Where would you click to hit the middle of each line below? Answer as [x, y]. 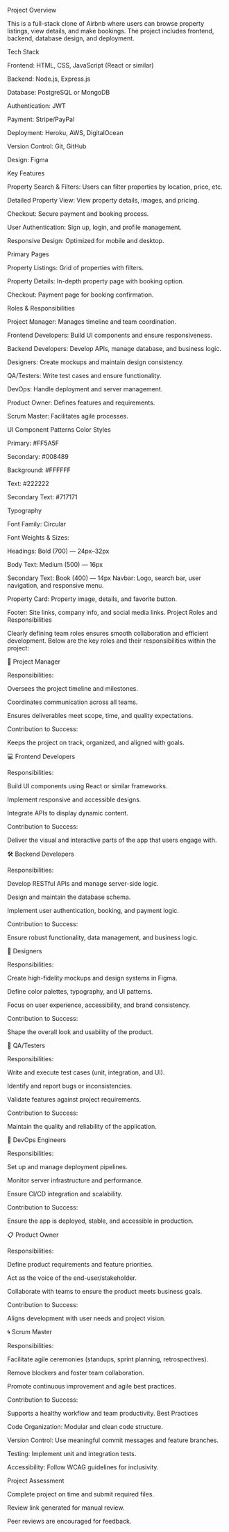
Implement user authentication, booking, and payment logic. [93, 910]
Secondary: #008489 [38, 456]
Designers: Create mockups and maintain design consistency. [95, 362]
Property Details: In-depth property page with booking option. [96, 281]
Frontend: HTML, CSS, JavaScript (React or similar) [80, 65]
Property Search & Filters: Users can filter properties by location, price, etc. [115, 187]
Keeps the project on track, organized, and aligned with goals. [96, 742]
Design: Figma [28, 160]
